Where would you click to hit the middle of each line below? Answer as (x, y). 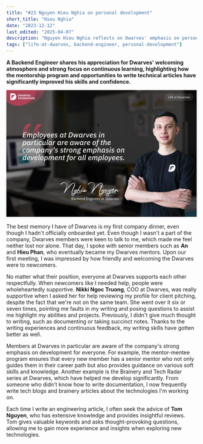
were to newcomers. (32, 265)
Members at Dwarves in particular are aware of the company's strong (93, 346)
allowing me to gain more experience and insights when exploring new (94, 428)
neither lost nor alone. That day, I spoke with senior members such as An (97, 246)
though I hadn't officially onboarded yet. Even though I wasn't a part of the (99, 233)
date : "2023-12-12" (31, 25)
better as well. (24, 334)
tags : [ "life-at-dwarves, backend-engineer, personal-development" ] (94, 45)
